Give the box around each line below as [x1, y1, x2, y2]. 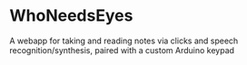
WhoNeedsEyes [9, 5, 133, 26]
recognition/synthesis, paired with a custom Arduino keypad [9, 44, 234, 55]
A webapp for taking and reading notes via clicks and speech [9, 35, 239, 46]
